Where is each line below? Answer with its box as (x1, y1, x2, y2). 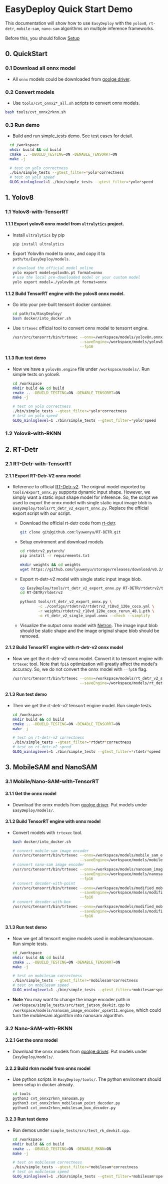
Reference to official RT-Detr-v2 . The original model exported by (12, 484, 146, 490)
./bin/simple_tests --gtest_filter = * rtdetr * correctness (12, 740, 131, 745)
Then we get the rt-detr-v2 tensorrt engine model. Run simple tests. (12, 702, 152, 708)
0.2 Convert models (5, 89, 54, 96)
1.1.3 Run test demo (5, 355, 46, 361)
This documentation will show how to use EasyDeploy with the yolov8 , (5, 20, 148, 26)
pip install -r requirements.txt (19, 553, 90, 558)
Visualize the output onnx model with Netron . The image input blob (19, 622, 158, 628)
